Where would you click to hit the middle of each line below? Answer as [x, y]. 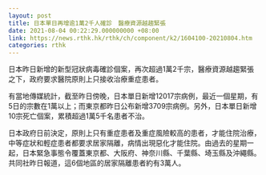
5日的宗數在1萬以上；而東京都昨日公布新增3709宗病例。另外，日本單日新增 [133, 106]
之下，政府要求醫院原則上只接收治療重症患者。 [85, 79]
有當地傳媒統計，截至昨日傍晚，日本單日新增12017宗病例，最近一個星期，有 [133, 96]
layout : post [30, 16]
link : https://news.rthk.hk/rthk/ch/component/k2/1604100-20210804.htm [130, 38]
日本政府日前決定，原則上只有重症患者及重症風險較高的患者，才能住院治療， [135, 133]
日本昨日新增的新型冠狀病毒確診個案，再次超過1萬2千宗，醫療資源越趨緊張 [131, 70]
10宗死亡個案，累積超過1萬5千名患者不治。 [79, 116]
